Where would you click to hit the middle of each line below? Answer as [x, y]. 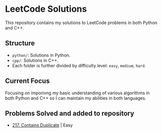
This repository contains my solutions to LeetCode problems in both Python [81, 23]
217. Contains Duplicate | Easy [42, 125]
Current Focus [27, 81]
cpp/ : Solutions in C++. [35, 60]
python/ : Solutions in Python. [41, 55]
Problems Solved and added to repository [70, 113]
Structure [20, 43]
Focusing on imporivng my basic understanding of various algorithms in [78, 93]
